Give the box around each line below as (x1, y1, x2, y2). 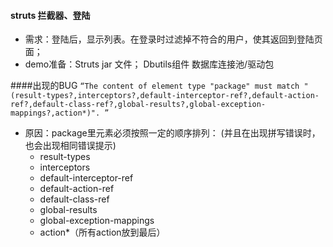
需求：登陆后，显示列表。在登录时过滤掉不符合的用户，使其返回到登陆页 (24, 33, 323, 45)
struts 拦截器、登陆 (10, 9, 91, 21)
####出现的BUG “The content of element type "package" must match (10, 80, 300, 92)
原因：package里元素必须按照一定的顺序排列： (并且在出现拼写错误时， (24, 127, 321, 139)
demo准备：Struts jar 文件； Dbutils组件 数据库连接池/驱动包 (24, 58, 275, 70)
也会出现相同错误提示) (24, 140, 117, 152)
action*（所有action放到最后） (39, 226, 166, 239)
